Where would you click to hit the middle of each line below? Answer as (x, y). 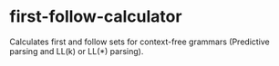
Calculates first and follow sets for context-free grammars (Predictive (140, 42)
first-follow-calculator (96, 17)
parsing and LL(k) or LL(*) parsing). (77, 51)
